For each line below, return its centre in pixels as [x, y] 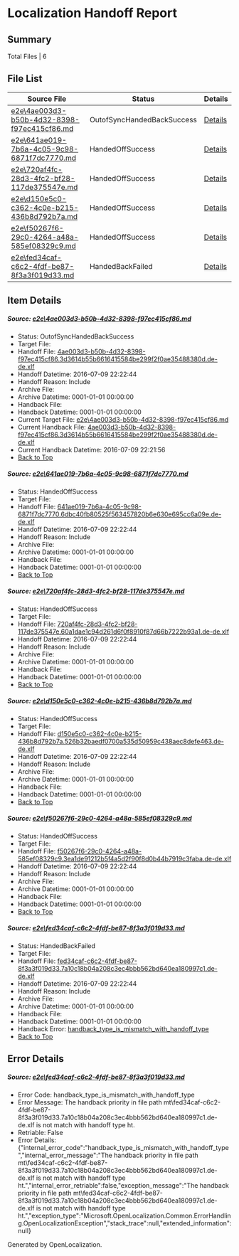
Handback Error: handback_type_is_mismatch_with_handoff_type [113, 1029]
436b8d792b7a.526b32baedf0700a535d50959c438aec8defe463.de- [121, 742]
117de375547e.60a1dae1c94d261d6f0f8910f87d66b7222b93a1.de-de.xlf [123, 632]
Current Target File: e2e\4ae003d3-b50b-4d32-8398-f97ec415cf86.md [123, 420]
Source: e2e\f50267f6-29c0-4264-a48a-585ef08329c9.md [100, 818]
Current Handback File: [52, 427]
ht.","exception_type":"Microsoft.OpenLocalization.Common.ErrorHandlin [124, 1216]
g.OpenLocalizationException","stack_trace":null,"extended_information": [124, 1223]
